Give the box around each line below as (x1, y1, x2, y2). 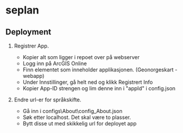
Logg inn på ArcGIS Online (22, 60, 87, 67)
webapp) (22, 73, 45, 79)
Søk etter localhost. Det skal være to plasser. (22, 114, 131, 121)
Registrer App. (13, 42, 49, 49)
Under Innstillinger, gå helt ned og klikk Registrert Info (22, 79, 153, 86)
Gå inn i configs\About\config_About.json (22, 108, 123, 114)
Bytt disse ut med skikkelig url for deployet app (22, 120, 137, 127)
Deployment (5, 27, 52, 37)
